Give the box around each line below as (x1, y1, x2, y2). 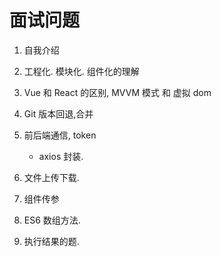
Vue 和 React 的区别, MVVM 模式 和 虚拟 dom (23, 86, 212, 98)
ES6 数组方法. (23, 214, 81, 226)
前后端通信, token (23, 129, 97, 141)
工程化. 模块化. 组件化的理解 (23, 65, 140, 77)
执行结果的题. (23, 235, 80, 247)
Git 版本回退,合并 (23, 107, 94, 120)
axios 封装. (38, 150, 84, 162)
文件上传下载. (23, 171, 80, 183)
